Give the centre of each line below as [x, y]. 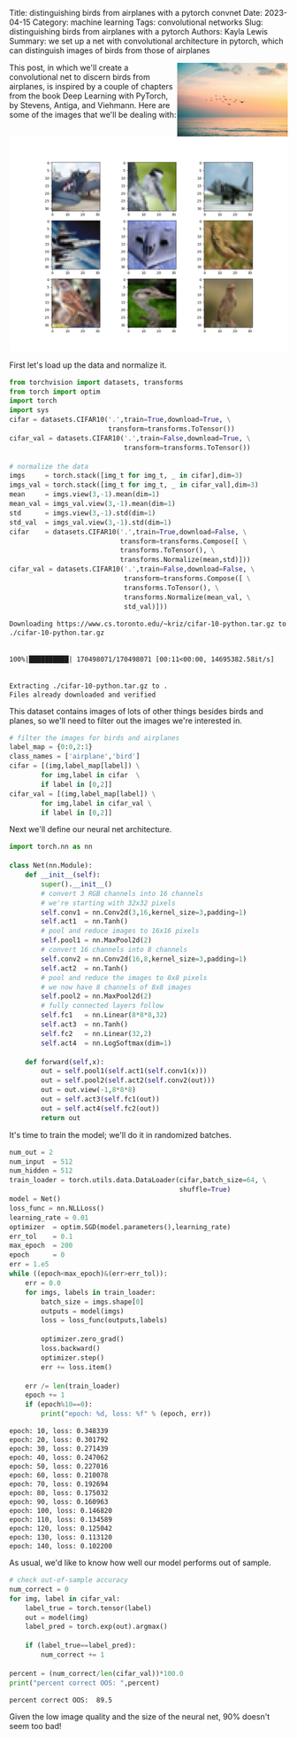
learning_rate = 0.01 [49, 1218]
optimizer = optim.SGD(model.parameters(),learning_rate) [120, 1227]
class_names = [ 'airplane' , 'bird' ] [75, 757]
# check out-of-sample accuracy [69, 1580]
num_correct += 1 [72, 1655]
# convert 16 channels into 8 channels [114, 950]
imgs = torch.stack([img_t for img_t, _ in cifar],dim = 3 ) [126, 476]
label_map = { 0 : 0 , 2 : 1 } [51, 747]
